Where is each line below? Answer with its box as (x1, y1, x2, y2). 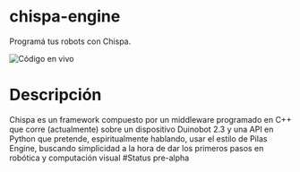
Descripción (9, 85, 102, 105)
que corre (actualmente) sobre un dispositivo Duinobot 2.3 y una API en (9, 124, 274, 134)
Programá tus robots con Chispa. (9, 36, 132, 47)
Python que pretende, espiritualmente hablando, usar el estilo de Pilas (9, 133, 268, 144)
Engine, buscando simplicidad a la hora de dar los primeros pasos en (9, 142, 264, 153)
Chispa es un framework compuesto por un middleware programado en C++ (9, 114, 292, 125)
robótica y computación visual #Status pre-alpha (9, 152, 190, 163)
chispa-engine (9, 6, 121, 27)
